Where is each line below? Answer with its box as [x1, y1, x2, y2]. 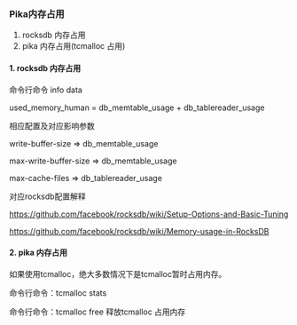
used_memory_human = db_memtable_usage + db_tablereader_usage [9, 102, 265, 113]
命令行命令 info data [9, 84, 82, 95]
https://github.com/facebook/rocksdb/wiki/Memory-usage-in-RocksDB [9, 226, 270, 236]
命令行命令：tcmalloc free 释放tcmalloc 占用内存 [9, 306, 186, 317]
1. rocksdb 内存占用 [9, 62, 82, 73]
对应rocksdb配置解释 [9, 191, 86, 202]
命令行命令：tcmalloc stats [9, 287, 107, 298]
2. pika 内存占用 [9, 247, 68, 258]
